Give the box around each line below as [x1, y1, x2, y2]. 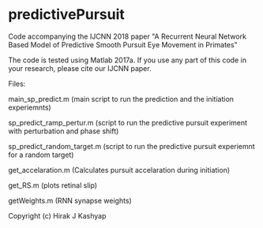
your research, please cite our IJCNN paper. [8, 63, 152, 73]
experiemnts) [8, 103, 51, 112]
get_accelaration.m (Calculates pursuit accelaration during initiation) [8, 165, 231, 174]
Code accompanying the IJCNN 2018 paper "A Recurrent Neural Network [8, 32, 247, 41]
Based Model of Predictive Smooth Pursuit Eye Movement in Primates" [8, 39, 239, 49]
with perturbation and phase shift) [8, 126, 119, 136]
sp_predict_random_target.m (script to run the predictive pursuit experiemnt [8, 141, 255, 151]
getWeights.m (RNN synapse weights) [8, 196, 132, 205]
